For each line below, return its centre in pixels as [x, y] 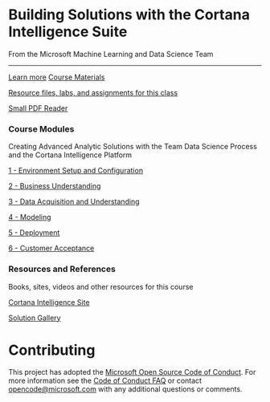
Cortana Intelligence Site [49, 302]
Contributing [52, 350]
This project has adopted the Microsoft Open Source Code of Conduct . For [132, 372]
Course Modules [41, 128]
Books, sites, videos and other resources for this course [101, 286]
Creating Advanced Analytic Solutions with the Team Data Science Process [133, 147]
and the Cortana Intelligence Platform [70, 155]
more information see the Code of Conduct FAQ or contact [105, 381]
